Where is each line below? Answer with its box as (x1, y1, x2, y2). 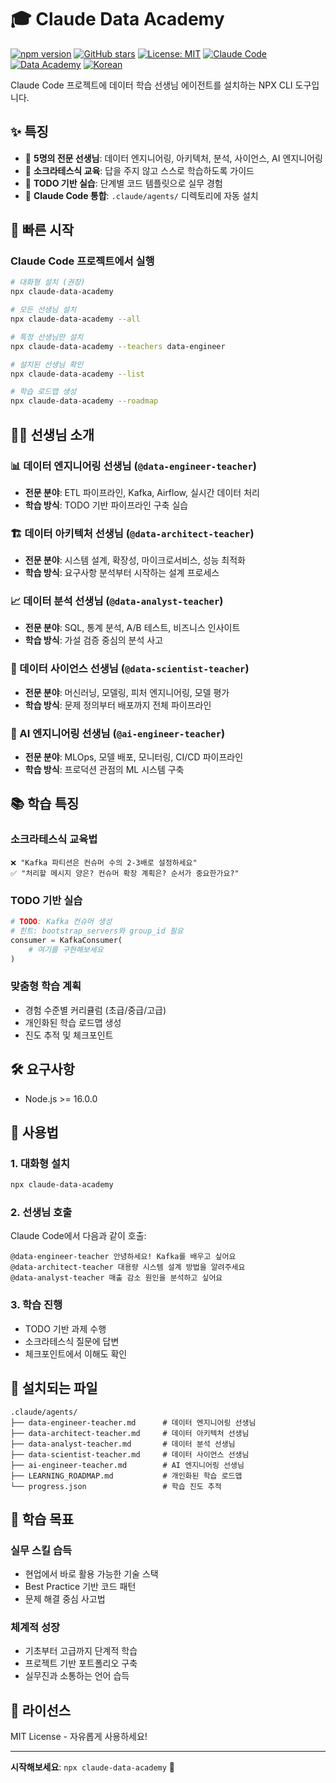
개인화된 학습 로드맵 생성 (24, 1016, 122, 1028)
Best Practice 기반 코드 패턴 (24, 1581, 137, 1593)
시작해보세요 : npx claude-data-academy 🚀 (10, 1761, 176, 1773)
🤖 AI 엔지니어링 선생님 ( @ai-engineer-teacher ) (10, 726, 226, 740)
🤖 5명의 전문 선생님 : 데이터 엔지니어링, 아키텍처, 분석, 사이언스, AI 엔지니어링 (24, 152, 323, 164)
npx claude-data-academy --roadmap (10, 396, 159, 406)
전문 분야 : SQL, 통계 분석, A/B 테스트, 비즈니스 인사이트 (24, 622, 241, 634)
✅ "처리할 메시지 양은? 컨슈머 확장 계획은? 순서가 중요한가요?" (10, 868, 240, 878)
